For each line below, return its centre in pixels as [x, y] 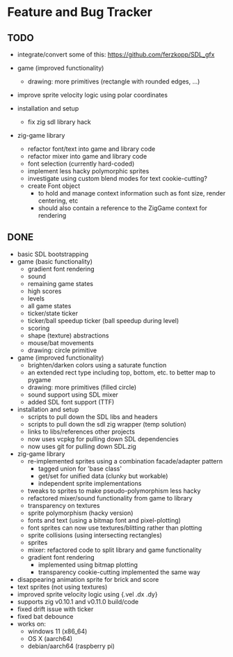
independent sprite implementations [90, 483]
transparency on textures [64, 505]
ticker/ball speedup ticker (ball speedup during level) [103, 320]
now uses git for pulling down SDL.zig [82, 446]
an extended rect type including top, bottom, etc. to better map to [121, 372]
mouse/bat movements [61, 342]
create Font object [54, 186]
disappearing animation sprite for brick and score [88, 579]
